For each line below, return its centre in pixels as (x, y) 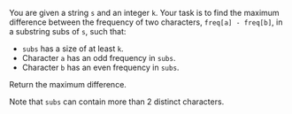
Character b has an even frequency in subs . (100, 67)
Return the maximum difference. (68, 84)
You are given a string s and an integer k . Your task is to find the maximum (145, 13)
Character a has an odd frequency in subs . (99, 58)
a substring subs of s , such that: (68, 31)
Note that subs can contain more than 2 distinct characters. (117, 102)
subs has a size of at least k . (73, 49)
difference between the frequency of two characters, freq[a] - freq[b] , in (146, 22)
